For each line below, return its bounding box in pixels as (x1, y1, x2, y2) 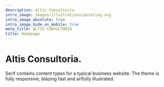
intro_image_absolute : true (5, 17, 66, 22)
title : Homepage (5, 31, 40, 36)
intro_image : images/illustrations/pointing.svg (5, 12, 111, 17)
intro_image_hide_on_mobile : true (5, 21, 79, 27)
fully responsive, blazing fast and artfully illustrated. (5, 75, 115, 82)
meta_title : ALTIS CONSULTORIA (5, 27, 72, 32)
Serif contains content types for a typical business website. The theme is (5, 70, 159, 76)
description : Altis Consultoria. (5, 7, 77, 13)
